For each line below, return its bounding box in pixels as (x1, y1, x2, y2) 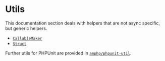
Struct (12, 41, 27, 46)
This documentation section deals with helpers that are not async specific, (5, 20, 160, 26)
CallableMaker (12, 36, 42, 41)
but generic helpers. (5, 25, 47, 31)
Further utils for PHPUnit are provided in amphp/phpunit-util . (5, 50, 132, 56)
